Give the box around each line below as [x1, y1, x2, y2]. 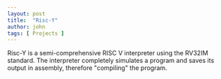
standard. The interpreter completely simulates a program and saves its [7, 57, 215, 65]
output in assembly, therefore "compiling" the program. [7, 64, 168, 72]
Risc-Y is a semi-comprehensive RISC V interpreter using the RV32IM [7, 49, 209, 57]
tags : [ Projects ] [7, 29, 65, 37]
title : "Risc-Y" [7, 17, 58, 24]
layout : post [7, 10, 46, 17]
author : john [7, 23, 46, 30]
